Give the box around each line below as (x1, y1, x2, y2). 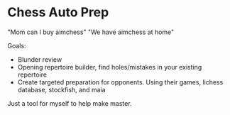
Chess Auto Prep (7, 4, 109, 21)
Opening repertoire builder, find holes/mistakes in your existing (17, 62, 202, 71)
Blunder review (17, 55, 62, 64)
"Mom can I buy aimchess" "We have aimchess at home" (7, 28, 175, 36)
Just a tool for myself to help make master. (7, 99, 133, 107)
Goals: (7, 41, 26, 50)
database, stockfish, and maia (17, 85, 106, 94)
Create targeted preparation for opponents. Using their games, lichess (17, 77, 224, 86)
